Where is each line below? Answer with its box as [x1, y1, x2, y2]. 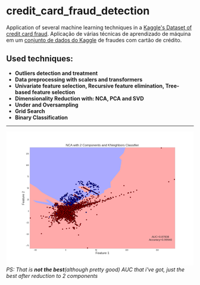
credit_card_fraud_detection [6, 4, 150, 18]
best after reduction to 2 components [6, 272, 98, 279]
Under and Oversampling [14, 101, 79, 108]
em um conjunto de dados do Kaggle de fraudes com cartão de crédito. [6, 36, 182, 43]
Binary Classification [14, 114, 68, 121]
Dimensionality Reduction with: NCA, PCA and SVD [14, 95, 144, 102]
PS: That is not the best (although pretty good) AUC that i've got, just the [6, 266, 185, 273]
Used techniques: [6, 54, 73, 64]
